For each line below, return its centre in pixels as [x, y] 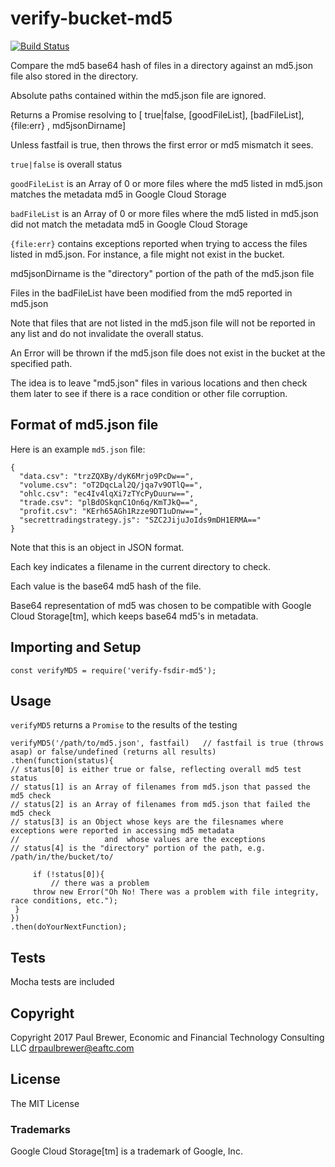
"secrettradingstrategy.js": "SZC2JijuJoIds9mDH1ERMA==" [140, 520]
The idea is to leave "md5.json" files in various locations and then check [159, 383]
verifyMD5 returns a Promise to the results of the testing [124, 725]
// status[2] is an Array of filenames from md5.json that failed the [160, 805]
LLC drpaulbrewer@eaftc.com [72, 1048]
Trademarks [40, 1129]
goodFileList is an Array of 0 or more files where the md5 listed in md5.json [166, 183]
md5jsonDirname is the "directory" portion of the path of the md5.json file [162, 273]
